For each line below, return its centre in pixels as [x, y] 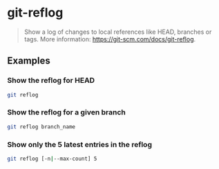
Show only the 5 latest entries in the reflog [79, 144]
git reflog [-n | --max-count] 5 [52, 159]
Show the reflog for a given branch [66, 112]
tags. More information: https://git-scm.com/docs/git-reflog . [110, 39]
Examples [29, 61]
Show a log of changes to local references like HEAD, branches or [118, 32]
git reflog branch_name [41, 127]
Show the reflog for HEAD [51, 81]
